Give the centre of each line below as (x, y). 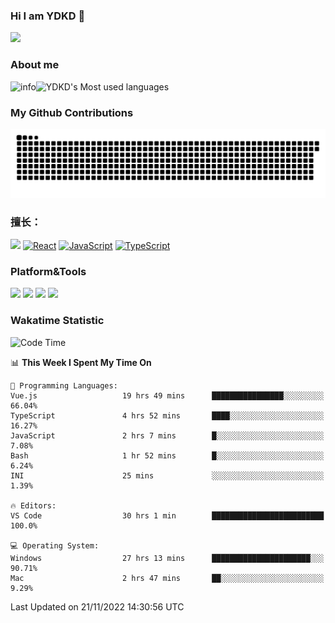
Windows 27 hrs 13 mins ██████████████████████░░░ (167, 558)
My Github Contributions (72, 112)
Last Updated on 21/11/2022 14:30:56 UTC (97, 606)
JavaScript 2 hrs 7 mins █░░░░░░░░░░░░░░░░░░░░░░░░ (167, 435)
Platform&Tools (48, 271)
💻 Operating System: (55, 545)
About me (35, 65)
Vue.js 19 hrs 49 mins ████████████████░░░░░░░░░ (167, 395)
